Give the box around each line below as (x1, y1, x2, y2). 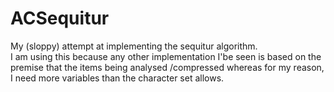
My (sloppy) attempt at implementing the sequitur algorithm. (10, 40, 258, 52)
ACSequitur (10, 7, 110, 30)
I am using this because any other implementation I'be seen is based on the (10, 50, 322, 62)
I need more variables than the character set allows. (10, 72, 225, 84)
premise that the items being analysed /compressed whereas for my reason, (10, 61, 325, 73)
